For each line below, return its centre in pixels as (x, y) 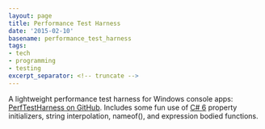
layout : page (30, 16)
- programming (32, 61)
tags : (17, 46)
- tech (19, 53)
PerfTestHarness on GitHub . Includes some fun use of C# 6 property (123, 107)
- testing (25, 69)
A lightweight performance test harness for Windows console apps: (121, 98)
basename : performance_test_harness (70, 38)
